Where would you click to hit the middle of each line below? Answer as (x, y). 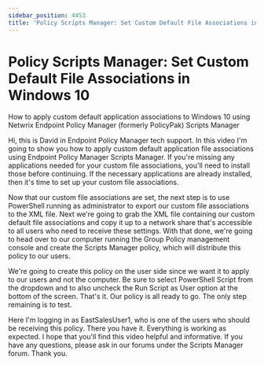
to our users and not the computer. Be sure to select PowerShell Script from (131, 279)
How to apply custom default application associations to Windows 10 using (129, 117)
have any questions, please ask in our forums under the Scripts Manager (126, 345)
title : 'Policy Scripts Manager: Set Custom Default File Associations (128, 23)
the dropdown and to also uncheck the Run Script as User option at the (123, 288)
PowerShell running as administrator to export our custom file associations (129, 206)
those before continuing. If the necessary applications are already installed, (130, 174)
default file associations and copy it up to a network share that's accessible (130, 223)
